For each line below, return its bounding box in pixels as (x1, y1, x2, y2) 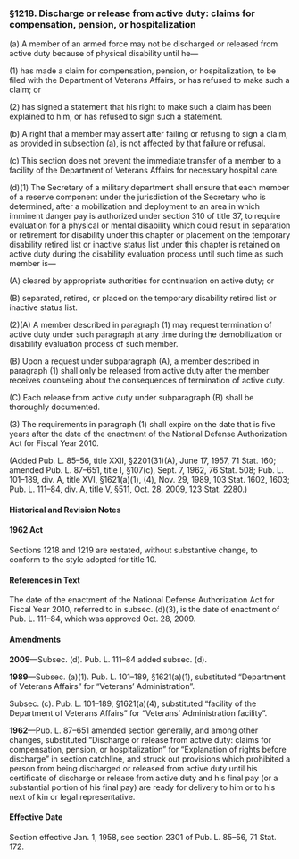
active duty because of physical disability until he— (9, 48, 199, 59)
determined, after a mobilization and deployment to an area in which (9, 201, 261, 212)
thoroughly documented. (9, 401, 101, 413)
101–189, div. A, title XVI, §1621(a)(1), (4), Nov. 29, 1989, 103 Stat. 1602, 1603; (9, 475, 290, 485)
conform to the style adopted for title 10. (9, 554, 158, 565)
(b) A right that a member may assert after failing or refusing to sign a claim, (9, 129, 288, 139)
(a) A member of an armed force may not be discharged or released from (9, 38, 278, 49)
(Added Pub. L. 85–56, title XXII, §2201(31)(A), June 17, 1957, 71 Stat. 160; (9, 455, 277, 467)
